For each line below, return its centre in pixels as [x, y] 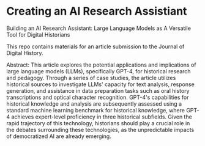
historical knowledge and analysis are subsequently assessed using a [94, 104]
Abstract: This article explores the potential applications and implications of [101, 65]
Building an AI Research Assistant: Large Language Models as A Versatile [99, 28]
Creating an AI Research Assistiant [97, 11]
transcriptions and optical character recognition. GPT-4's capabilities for [98, 97]
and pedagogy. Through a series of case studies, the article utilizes [91, 78]
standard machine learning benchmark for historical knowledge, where [96, 110]
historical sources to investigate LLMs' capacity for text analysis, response [100, 84]
